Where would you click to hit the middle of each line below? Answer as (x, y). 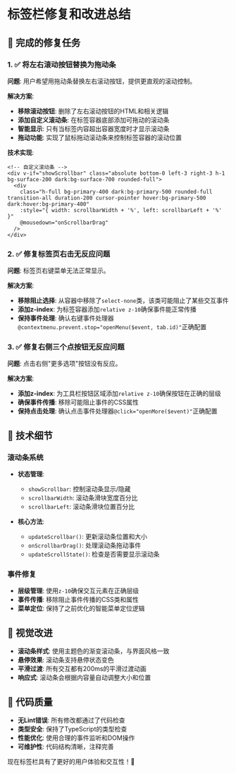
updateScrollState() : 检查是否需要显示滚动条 (94, 555)
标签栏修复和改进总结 (69, 14)
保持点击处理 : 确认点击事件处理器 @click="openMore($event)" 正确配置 (117, 411)
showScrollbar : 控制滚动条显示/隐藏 (79, 489)
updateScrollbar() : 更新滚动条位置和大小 (88, 537)
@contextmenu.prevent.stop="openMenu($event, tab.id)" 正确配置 (112, 327)
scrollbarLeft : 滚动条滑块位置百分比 (81, 507)
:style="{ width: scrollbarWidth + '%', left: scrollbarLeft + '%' (121, 210)
